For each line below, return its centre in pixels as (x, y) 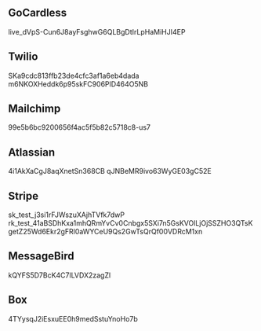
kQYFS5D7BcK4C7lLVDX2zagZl (60, 275)
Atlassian (32, 152)
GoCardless (38, 13)
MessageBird (41, 256)
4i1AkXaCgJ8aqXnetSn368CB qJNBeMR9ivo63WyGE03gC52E (110, 171)
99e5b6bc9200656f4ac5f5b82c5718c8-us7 (80, 127)
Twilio (23, 57)
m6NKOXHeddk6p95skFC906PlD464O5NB (78, 84)
